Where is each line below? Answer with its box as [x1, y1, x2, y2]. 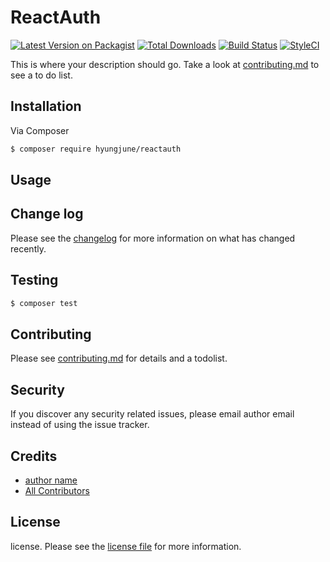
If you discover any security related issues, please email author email [10, 408, 295, 420]
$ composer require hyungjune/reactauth [10, 144, 182, 154]
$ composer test [10, 298, 78, 308]
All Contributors [24, 484, 90, 496]
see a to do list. [10, 69, 73, 81]
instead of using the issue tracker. [10, 419, 150, 431]
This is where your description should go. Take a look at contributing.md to [10, 58, 320, 70]
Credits [10, 447, 58, 465]
